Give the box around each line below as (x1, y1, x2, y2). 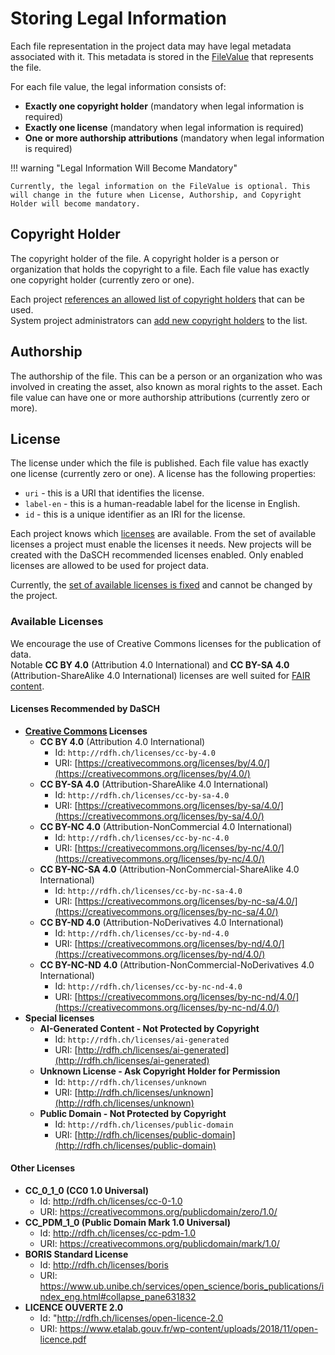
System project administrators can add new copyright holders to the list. (10, 314, 308, 326)
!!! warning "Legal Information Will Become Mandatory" (10, 162, 238, 174)
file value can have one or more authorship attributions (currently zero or (10, 391, 311, 403)
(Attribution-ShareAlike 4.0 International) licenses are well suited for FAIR (10, 669, 311, 681)
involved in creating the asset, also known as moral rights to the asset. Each (10, 380, 323, 392)
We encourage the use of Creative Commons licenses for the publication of (10, 637, 322, 649)
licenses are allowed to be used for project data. (10, 560, 209, 572)
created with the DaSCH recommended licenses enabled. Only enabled (10, 549, 304, 561)
